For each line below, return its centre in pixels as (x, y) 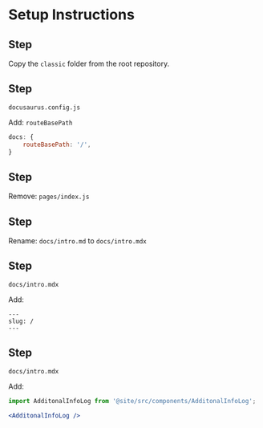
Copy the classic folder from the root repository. (89, 63)
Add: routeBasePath (40, 122)
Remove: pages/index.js (49, 196)
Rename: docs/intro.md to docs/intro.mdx (77, 241)
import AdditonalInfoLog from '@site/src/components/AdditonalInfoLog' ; (132, 401)
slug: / (21, 321)
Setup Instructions (71, 15)
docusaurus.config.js (45, 107)
